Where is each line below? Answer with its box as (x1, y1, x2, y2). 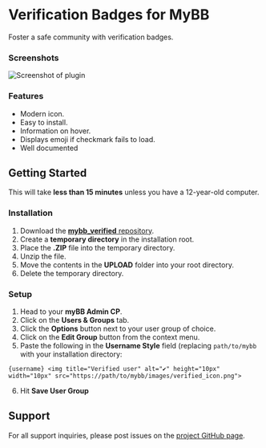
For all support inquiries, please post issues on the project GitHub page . (8, 430, 246, 440)
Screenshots (8, 52, 59, 63)
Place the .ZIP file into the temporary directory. (19, 242, 175, 252)
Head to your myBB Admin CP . (19, 307, 123, 316)
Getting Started (8, 166, 87, 180)
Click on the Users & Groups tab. (19, 315, 130, 324)
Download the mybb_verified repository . (19, 226, 155, 235)
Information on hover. (19, 126, 91, 136)
